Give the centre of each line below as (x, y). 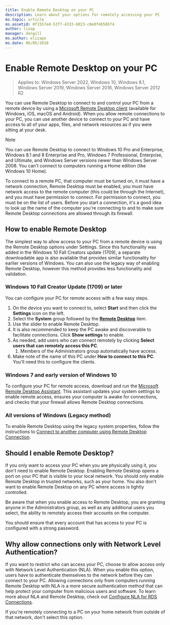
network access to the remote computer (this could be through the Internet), (85, 191)
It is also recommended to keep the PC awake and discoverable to (82, 329)
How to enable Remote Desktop (56, 229)
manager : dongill (24, 34)
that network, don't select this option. (44, 617)
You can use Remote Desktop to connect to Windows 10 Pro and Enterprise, (84, 149)
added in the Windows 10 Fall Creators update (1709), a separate (73, 252)
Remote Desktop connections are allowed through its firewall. (69, 213)
